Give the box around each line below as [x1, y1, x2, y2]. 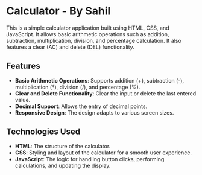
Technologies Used [6, 127, 80, 137]
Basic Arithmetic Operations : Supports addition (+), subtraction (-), [14, 77, 185, 84]
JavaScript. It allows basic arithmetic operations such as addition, [6, 30, 169, 37]
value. [14, 96, 31, 103]
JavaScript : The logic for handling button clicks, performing [14, 155, 165, 162]
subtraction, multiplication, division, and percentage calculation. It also [6, 37, 182, 44]
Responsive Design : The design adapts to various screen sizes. [14, 109, 174, 116]
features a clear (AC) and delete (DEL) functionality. [6, 43, 134, 51]
